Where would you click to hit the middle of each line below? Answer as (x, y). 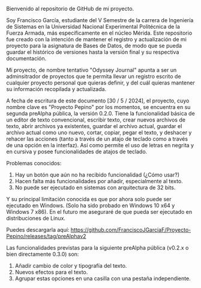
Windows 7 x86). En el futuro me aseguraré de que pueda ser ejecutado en (99, 212)
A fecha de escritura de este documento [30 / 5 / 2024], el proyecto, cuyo (98, 101)
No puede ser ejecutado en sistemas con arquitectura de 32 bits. (95, 187)
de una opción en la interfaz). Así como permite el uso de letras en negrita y (100, 145)
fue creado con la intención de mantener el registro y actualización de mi (97, 39)
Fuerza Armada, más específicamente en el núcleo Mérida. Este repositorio (99, 33)
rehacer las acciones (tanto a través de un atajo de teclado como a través (97, 139)
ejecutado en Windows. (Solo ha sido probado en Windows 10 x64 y (91, 205)
